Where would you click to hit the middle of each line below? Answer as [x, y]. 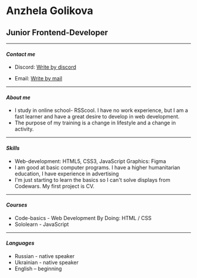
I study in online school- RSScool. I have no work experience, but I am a [101, 110]
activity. [24, 129]
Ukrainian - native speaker [47, 263]
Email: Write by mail [38, 79]
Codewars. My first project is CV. [55, 186]
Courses [17, 205]
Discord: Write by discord [45, 67]
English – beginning [38, 269]
